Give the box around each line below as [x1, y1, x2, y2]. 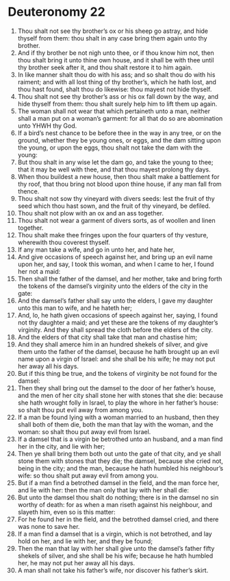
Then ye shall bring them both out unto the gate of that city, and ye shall [17, 449, 221, 458]
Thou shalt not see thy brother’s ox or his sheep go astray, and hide [17, 27, 208, 35]
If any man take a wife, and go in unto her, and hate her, [17, 245, 175, 254]
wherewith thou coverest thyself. [17, 238, 110, 246]
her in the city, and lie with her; [17, 442, 105, 450]
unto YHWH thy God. [17, 121, 77, 130]
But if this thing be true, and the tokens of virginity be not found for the [17, 369, 218, 377]
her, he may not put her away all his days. [17, 558, 136, 567]
